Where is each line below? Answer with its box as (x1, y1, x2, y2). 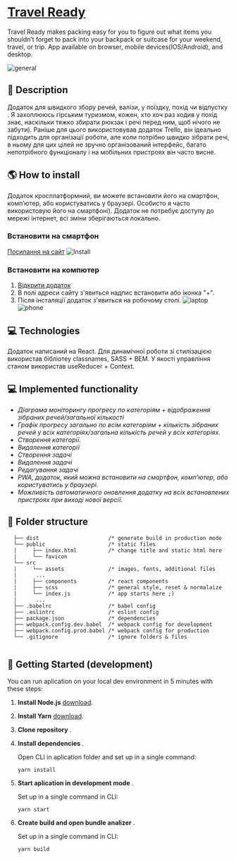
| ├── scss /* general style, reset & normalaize (13, 584, 222, 591)
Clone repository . (17, 725, 72, 734)
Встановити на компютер (7, 265, 100, 275)
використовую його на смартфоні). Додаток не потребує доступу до (7, 206, 214, 215)
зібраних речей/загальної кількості (17, 413, 125, 422)
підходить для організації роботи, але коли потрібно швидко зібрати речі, (7, 133, 230, 141)
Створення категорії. (17, 435, 81, 444)
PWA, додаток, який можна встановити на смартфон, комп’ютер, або (17, 473, 228, 481)
